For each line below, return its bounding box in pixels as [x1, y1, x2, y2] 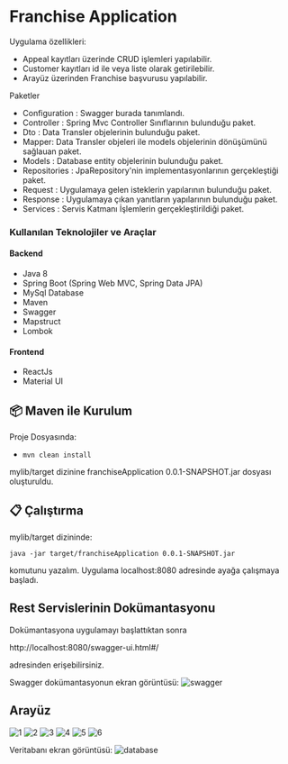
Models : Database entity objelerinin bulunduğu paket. [22, 155, 223, 166]
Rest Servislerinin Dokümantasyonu [9, 601, 216, 616]
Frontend [9, 346, 45, 357]
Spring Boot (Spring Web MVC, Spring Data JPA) [22, 277, 203, 289]
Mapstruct [22, 316, 61, 327]
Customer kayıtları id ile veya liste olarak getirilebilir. [22, 63, 215, 74]
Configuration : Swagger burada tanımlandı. [22, 107, 184, 118]
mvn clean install [22, 450, 92, 460]
